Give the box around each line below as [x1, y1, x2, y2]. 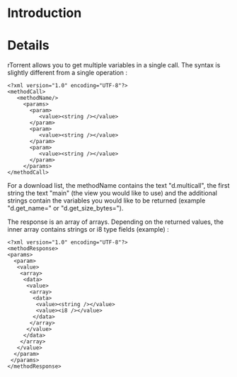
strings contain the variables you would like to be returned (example [7, 196, 206, 205]
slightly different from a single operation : [7, 69, 128, 77]
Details [7, 38, 50, 54]
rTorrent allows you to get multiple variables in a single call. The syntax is [7, 61, 221, 69]
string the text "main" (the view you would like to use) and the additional [7, 189, 218, 198]
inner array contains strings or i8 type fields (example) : [7, 225, 170, 234]
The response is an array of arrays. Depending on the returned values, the [7, 218, 224, 226]
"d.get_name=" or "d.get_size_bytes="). [7, 204, 124, 213]
